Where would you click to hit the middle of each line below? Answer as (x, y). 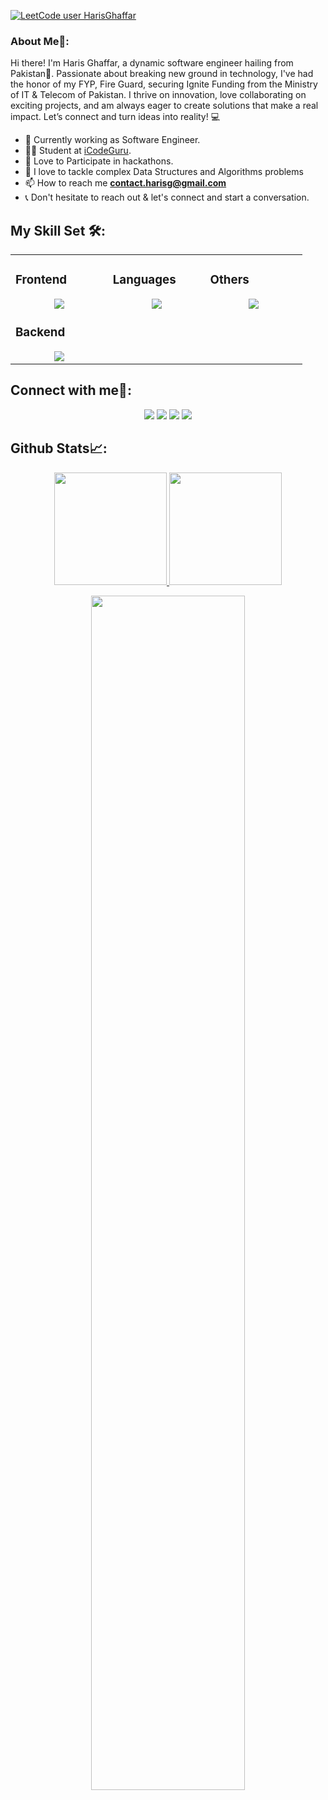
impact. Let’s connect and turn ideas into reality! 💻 (115, 117)
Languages (144, 280)
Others (229, 280)
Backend (40, 332)
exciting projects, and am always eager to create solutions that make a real (164, 106)
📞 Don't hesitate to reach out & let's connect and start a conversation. (167, 197)
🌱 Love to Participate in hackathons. (99, 161)
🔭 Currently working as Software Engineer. (112, 140)
